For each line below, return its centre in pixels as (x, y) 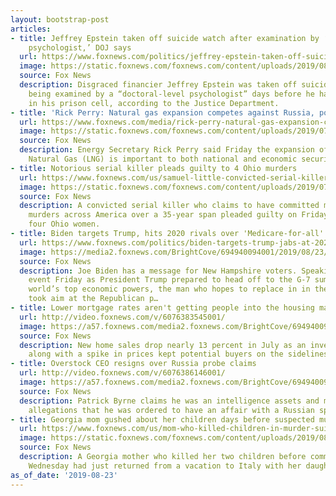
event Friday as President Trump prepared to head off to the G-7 (169, 280)
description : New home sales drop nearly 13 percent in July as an (163, 345)
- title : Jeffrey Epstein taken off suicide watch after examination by (165, 38)
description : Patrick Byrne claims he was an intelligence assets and (169, 401)
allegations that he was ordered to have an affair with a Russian (171, 410)
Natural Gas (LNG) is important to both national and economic (163, 159)
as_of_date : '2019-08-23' (64, 475)
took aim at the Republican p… (93, 299)
